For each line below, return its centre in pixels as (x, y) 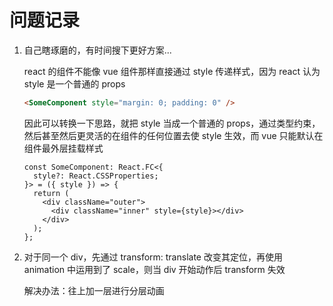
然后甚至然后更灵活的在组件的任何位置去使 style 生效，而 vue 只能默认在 (173, 135)
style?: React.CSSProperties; (96, 176)
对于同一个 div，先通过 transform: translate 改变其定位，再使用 (153, 257)
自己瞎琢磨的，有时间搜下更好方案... (97, 50)
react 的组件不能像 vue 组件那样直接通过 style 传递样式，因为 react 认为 (172, 71)
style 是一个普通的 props (74, 83)
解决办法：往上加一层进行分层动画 (94, 290)
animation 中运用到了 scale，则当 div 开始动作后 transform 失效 (154, 269)
